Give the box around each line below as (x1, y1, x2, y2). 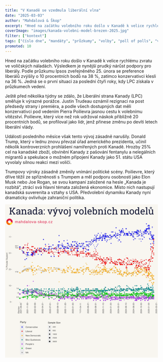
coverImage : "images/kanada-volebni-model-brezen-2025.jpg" (5, 28, 130, 34)
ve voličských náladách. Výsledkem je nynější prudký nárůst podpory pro (5, 63, 151, 69)
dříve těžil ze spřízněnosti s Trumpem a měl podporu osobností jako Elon (5, 174, 150, 180)
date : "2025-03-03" (5, 13, 45, 18)
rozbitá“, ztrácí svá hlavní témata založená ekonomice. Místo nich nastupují (5, 184, 155, 190)
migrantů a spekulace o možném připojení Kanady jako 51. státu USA (5, 154, 143, 160)
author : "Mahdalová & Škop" (5, 18, 62, 23)
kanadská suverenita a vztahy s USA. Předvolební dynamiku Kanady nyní (5, 189, 151, 195)
